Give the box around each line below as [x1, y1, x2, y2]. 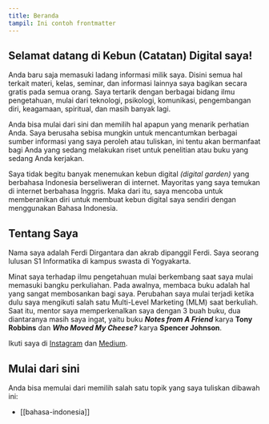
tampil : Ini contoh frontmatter [8, 19, 116, 27]
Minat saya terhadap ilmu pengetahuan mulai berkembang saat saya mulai [8, 272, 254, 281]
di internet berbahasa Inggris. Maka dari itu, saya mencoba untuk [8, 186, 223, 196]
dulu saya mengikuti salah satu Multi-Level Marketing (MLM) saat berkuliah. [8, 297, 259, 307]
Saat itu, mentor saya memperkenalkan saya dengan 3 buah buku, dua [8, 306, 241, 316]
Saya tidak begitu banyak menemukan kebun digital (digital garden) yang [8, 169, 250, 179]
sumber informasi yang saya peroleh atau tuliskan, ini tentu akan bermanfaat [8, 137, 261, 147]
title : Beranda [8, 11, 59, 20]
